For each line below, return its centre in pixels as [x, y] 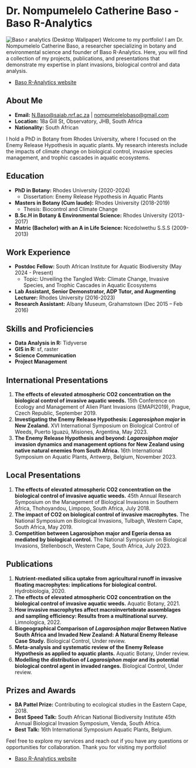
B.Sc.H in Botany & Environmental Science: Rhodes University [91, 215]
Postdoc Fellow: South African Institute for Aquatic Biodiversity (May [98, 266]
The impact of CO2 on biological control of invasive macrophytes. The [102, 514]
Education [25, 176]
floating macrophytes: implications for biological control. [86, 585]
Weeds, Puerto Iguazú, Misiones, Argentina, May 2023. [81, 432]
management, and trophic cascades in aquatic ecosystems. [78, 158]
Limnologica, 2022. [38, 622]
